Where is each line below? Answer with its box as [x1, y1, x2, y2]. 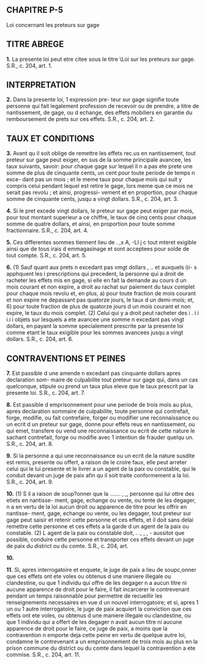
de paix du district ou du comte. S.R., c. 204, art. [6, 542, 129, 550]
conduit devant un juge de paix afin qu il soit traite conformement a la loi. [6, 472, 191, 479]
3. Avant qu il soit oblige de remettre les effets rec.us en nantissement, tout [6, 150, 196, 157]
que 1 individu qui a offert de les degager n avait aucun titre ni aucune [6, 619, 182, 626]
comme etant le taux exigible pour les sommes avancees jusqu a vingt [6, 329, 184, 337]
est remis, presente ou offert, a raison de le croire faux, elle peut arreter [6, 459, 187, 466]
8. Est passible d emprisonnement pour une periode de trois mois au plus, [6, 401, 193, 408]
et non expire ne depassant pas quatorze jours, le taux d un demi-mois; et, [6, 296, 195, 303]
